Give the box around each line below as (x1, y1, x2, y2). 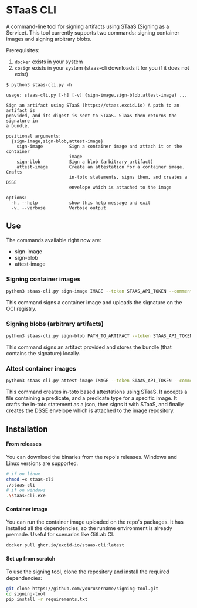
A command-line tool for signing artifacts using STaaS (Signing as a (6, 23, 169, 30)
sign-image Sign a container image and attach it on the (16, 143, 182, 150)
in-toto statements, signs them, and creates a (69, 174, 188, 180)
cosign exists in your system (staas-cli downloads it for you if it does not (14, 64, 189, 71)
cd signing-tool (6, 591, 46, 597)
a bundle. (6, 123, 30, 129)
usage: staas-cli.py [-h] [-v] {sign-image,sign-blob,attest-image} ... (6, 92, 188, 98)
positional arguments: (6, 133, 62, 139)
